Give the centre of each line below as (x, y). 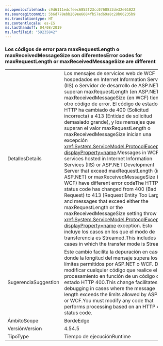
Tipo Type (18, 337)
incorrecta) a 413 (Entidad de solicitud (108, 116)
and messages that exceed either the (106, 201)
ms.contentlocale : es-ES (30, 23)
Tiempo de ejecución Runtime (97, 337)
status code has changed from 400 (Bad (110, 189)
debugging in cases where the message (109, 288)
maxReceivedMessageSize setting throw (110, 213)
